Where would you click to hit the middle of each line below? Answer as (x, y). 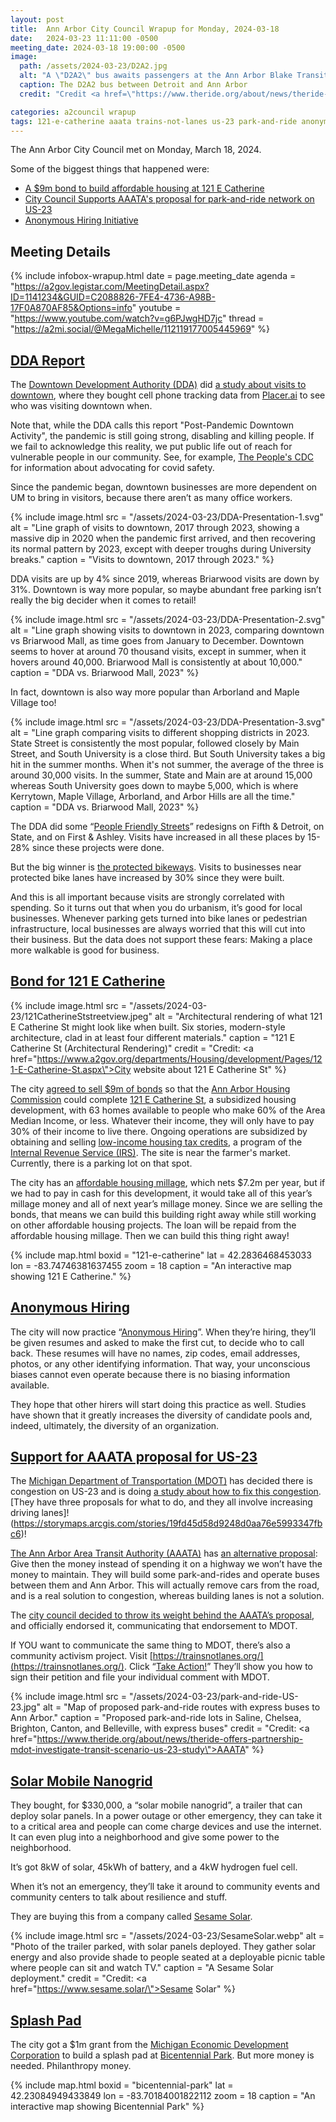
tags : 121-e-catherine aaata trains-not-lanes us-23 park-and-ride (154, 121)
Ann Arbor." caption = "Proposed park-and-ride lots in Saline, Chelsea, (156, 1718)
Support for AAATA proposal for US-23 (134, 1457)
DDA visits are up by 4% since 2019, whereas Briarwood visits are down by (165, 579)
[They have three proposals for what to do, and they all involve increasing (161, 1502)
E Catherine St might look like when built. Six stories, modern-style (148, 1027)
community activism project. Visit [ (81, 1656)
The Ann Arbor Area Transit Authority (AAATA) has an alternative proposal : (164, 1553)
